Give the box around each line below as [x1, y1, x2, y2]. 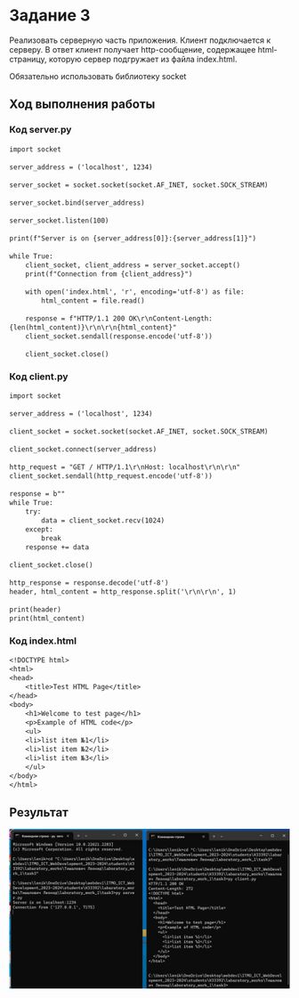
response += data [25, 542, 90, 552]
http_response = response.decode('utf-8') [9, 578, 169, 588]
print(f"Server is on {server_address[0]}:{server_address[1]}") [9, 233, 256, 243]
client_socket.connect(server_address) [9, 444, 158, 454]
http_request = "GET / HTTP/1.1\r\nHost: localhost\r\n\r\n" [9, 462, 241, 472]
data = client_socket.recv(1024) [41, 515, 166, 525]
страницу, [9, 53, 47, 64]
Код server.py [9, 124, 72, 136]
